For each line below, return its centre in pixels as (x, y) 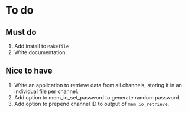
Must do (21, 32)
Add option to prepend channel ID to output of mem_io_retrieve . (92, 104)
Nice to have (29, 71)
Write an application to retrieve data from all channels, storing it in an (98, 85)
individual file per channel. (46, 91)
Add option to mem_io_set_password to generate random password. (97, 97)
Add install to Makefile (41, 46)
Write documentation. (40, 52)
